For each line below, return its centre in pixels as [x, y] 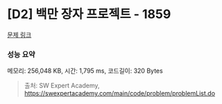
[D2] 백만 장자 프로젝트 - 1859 [89, 14]
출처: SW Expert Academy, [62, 86]
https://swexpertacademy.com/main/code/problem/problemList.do [120, 94]
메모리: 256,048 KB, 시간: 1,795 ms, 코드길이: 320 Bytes [85, 71]
